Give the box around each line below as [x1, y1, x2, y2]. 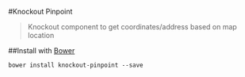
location [27, 31, 55, 40]
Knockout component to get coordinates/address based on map [27, 22, 238, 31]
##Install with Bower [8, 46, 75, 55]
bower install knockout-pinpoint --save [8, 61, 144, 69]
